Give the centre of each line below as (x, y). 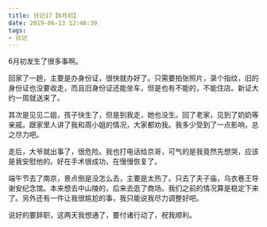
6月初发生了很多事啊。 (45, 61)
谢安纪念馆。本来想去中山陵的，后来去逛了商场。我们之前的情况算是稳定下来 (133, 188)
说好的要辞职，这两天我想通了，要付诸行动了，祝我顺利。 (102, 215)
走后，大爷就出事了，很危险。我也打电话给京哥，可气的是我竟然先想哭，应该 (133, 152)
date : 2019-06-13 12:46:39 (53, 23)
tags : (17, 30)
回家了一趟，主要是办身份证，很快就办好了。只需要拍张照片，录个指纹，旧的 (133, 78)
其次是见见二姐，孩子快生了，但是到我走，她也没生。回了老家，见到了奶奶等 (133, 115)
